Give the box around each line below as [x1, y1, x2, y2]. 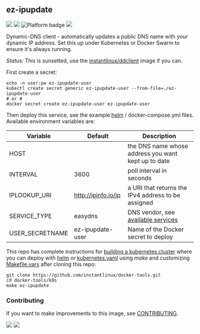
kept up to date [127, 157, 170, 165]
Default [87, 132, 109, 140]
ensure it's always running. [6, 45, 73, 52]
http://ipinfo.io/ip [74, 191, 121, 199]
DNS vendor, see [127, 208, 176, 216]
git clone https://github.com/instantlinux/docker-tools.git [6, 272, 161, 278]
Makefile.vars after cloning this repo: [6, 260, 96, 267]
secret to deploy [127, 232, 173, 241]
